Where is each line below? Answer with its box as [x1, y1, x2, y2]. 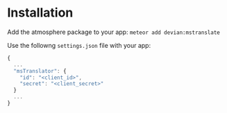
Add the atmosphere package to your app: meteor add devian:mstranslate [7, 28, 220, 36]
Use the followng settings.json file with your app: [7, 41, 151, 49]
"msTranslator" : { [13, 67, 67, 74]
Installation [7, 5, 74, 21]
